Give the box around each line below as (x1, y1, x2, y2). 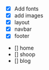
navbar (14, 25, 32, 33)
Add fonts (14, 5, 39, 12)
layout (14, 19, 30, 26)
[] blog (14, 57, 31, 65)
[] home (14, 45, 34, 52)
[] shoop (14, 51, 35, 58)
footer (14, 33, 30, 40)
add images (14, 12, 44, 19)
